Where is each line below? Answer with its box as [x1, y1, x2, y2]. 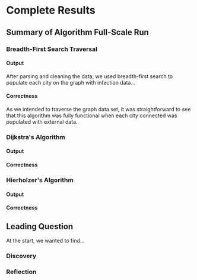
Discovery [6, 252, 37, 260]
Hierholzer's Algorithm [6, 176, 74, 184]
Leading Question [6, 221, 74, 231]
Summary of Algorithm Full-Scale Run [6, 27, 150, 37]
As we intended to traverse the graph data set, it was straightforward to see [6, 105, 191, 112]
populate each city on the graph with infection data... [6, 79, 135, 86]
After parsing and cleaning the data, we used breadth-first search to [6, 72, 173, 80]
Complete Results [6, 4, 96, 17]
